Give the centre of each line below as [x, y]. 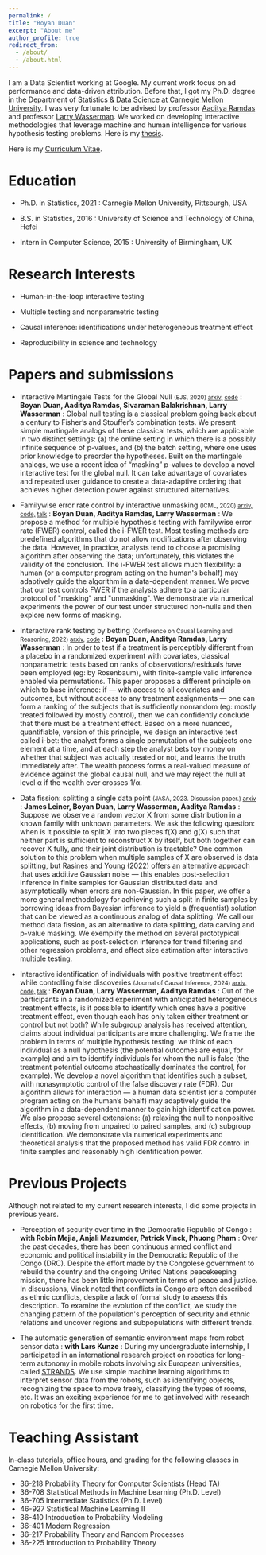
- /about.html [39, 60]
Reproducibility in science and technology [88, 342]
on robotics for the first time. [66, 1405]
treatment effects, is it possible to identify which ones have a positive [133, 1008]
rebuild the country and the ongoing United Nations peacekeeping [128, 1271]
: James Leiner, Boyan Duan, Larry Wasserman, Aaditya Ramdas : [130, 806]
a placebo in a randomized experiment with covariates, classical [125, 655]
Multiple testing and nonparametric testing [89, 312]
